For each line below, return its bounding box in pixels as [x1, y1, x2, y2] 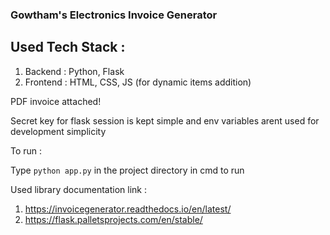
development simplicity [10, 125, 107, 137]
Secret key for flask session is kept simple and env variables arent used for [10, 114, 320, 127]
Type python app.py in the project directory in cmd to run [10, 164, 245, 176]
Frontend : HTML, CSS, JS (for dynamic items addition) [24, 76, 252, 88]
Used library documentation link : [10, 183, 147, 195]
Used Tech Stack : [10, 39, 126, 56]
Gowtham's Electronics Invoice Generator [10, 8, 218, 22]
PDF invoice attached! [10, 95, 102, 107]
